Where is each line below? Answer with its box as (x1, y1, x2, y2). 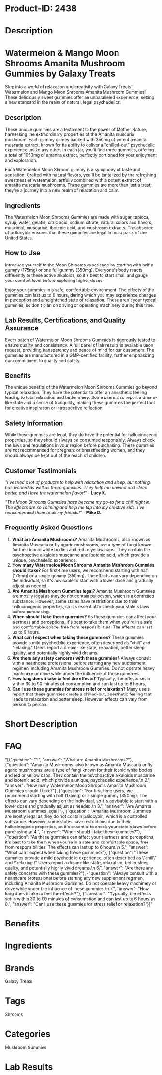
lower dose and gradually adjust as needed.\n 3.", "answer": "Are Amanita (5, 803, 152, 809)
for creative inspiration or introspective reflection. (5, 405, 104, 411)
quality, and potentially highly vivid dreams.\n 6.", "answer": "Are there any (5, 865, 153, 871)
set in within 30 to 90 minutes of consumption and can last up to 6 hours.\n (5, 896, 155, 902)
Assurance (5, 324, 39, 332)
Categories (5, 1028, 51, 1040)
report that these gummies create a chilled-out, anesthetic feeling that (12, 691, 152, 697)
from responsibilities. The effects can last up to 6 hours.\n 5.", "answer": (5, 844, 149, 850)
